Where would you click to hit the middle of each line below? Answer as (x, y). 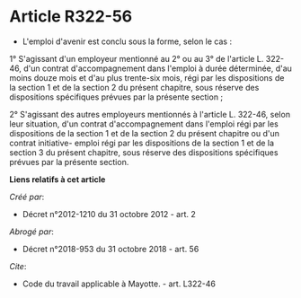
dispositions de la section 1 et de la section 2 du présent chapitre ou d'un (145, 133)
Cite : (18, 266)
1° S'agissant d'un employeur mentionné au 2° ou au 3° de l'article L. (137, 58)
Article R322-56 (71, 17)
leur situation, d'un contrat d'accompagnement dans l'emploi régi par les (144, 124)
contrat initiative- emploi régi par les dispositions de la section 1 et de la (142, 143)
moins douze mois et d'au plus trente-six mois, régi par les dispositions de (147, 77)
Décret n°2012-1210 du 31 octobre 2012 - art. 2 (109, 214)
